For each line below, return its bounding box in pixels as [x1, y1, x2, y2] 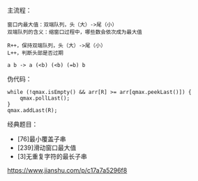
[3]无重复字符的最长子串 [17, 152, 87, 160]
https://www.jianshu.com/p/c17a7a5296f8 [7, 166, 128, 174]
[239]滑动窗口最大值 [17, 143, 77, 152]
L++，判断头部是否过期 [7, 49, 64, 56]
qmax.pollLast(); [20, 95, 70, 102]
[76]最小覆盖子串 [17, 135, 66, 143]
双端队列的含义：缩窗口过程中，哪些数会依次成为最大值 [7, 29, 143, 36]
